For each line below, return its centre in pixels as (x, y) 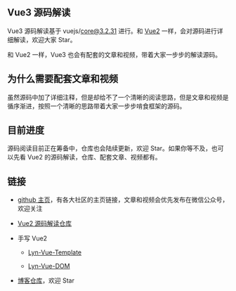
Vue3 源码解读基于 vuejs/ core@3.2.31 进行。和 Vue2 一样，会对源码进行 (112, 31)
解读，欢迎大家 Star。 (45, 39)
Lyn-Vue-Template (55, 252)
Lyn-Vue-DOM (49, 266)
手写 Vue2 (32, 238)
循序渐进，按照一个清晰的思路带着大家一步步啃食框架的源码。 (97, 106)
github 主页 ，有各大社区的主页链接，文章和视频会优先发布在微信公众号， (123, 200)
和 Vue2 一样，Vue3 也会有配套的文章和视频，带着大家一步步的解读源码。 (114, 54)
